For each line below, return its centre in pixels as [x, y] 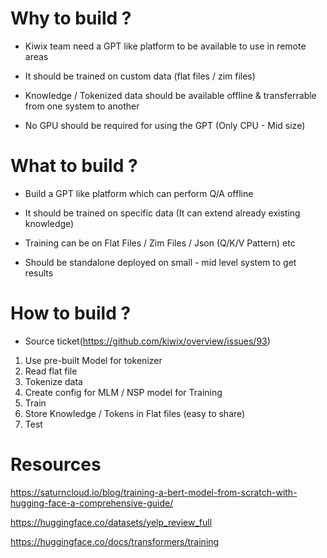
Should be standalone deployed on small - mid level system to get [160, 262]
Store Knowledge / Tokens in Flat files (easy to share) [135, 413]
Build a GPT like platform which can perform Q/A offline [139, 193]
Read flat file [51, 371]
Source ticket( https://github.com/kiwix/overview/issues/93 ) [147, 341]
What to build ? [74, 166]
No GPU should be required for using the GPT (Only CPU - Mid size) [165, 125]
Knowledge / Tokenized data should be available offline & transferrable [170, 95]
